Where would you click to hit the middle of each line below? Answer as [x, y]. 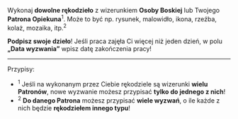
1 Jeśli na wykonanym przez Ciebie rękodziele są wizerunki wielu [113, 83]
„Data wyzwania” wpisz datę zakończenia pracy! [80, 49]
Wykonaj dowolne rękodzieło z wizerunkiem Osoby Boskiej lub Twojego [114, 10]
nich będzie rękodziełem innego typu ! [74, 108]
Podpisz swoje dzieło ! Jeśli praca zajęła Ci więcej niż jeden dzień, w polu [115, 41]
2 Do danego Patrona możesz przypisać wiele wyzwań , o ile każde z [119, 100]
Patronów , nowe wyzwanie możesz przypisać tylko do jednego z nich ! [121, 91]
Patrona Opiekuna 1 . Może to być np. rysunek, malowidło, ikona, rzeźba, [112, 18]
